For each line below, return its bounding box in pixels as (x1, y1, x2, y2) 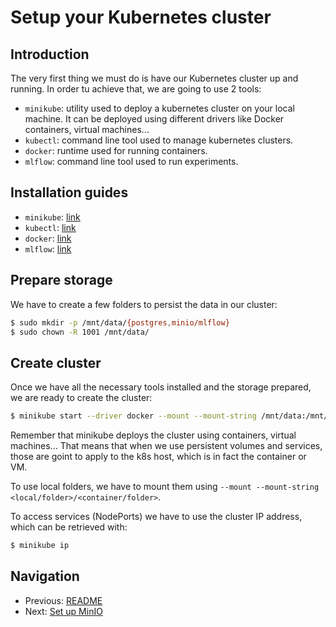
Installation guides (10, 184, 129, 201)
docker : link (24, 232, 72, 244)
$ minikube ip (10, 541, 70, 551)
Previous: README (24, 594, 103, 606)
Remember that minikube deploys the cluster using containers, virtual (10, 429, 297, 441)
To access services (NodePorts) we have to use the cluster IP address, (10, 511, 303, 523)
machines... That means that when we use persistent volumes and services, (10, 440, 323, 452)
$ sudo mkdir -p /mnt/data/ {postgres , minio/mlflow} (10, 317, 230, 328)
